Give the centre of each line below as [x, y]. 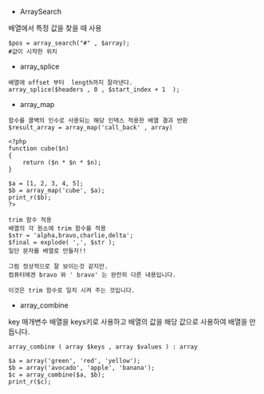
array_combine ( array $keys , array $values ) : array [103, 347]
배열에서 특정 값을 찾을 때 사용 [55, 28]
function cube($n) [39, 149]
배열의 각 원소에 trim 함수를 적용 [57, 229]
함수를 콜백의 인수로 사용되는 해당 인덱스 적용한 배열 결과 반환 [98, 121]
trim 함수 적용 [30, 220]
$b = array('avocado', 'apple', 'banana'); [82, 368]
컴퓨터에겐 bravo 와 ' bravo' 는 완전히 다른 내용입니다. [93, 275]
